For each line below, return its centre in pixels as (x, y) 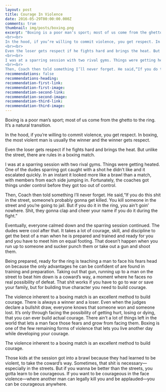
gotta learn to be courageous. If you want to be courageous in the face (77, 374)
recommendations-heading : (32, 78)
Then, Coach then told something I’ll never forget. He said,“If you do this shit (83, 195)
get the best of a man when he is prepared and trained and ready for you (79, 236)
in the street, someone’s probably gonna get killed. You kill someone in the (81, 200)
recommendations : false (30, 74)
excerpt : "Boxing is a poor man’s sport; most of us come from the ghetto (84, 33)
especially (16, 368)
